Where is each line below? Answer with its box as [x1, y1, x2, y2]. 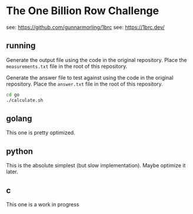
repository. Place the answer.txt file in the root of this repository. [6, 80, 163, 87]
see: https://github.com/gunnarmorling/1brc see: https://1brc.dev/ [6, 24, 165, 31]
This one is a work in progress [6, 200, 79, 208]
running [6, 41, 36, 51]
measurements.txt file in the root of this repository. [6, 62, 128, 70]
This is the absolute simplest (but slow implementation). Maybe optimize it [6, 162, 186, 169]
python [6, 146, 34, 156]
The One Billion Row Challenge [6, 4, 159, 18]
